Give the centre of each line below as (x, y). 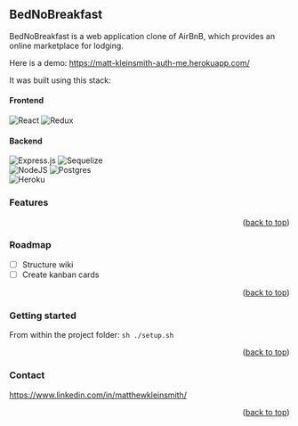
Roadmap (30, 245)
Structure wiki (48, 264)
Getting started (43, 315)
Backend (26, 141)
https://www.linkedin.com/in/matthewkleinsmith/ (98, 395)
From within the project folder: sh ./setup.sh (92, 335)
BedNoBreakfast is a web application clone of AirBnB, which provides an (142, 36)
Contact (27, 375)
